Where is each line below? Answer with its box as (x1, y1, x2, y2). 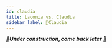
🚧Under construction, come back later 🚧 (6, 36, 107, 43)
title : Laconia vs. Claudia (6, 14, 75, 20)
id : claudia (6, 8, 35, 15)
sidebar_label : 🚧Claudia (6, 19, 67, 25)
